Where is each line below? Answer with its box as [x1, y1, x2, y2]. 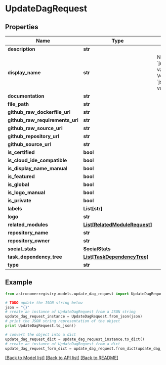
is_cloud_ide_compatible [7, 157, 67, 164]
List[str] [83, 205, 103, 212]
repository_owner [7, 237, 50, 244]
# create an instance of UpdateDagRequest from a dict [5, 341, 121, 346]
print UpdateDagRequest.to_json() [5, 323, 77, 328]
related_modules [7, 221, 48, 228]
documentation [7, 92, 44, 99]
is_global [7, 181, 30, 188]
